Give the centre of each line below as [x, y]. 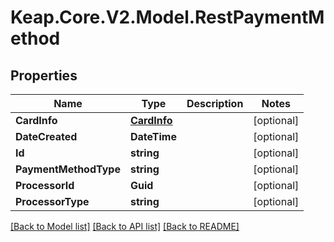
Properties [44, 75]
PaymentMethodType [68, 169]
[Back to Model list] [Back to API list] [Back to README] [125, 226]
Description [215, 103]
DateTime [153, 136]
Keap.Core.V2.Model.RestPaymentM [167, 17]
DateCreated [46, 136]
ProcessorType [52, 201]
